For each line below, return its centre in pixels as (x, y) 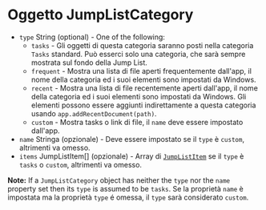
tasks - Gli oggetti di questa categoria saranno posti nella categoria (142, 45)
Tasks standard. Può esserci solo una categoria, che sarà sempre (138, 54)
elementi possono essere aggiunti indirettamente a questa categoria (143, 105)
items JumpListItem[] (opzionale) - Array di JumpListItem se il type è (131, 156)
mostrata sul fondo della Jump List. (89, 63)
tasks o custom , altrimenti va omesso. (80, 164)
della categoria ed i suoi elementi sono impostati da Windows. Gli (139, 96)
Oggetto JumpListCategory (101, 15)
